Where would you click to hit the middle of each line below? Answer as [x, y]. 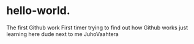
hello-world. [38, 11]
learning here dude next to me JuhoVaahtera [63, 34]
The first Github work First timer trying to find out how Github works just [97, 28]
